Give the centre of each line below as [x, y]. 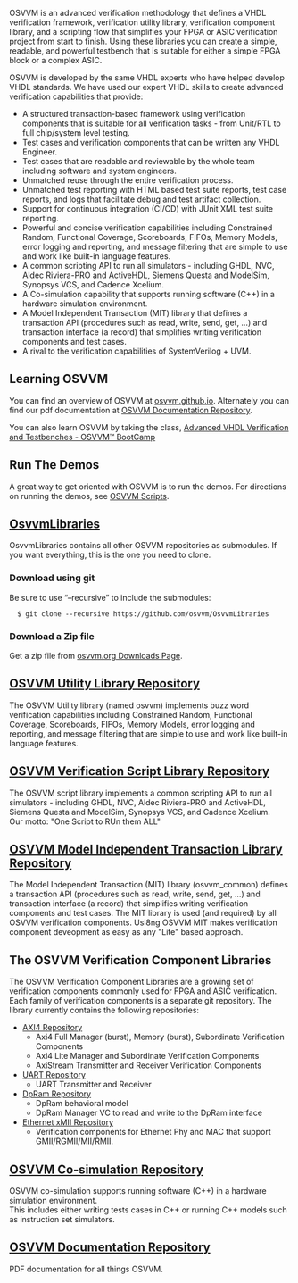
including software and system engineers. [99, 171]
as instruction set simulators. [62, 1220]
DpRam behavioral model [82, 1104]
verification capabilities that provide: [76, 96]
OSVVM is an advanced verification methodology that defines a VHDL [138, 13]
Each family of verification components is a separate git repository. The [141, 1001]
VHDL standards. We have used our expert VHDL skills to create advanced [146, 87]
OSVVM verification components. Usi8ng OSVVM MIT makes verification [144, 922]
